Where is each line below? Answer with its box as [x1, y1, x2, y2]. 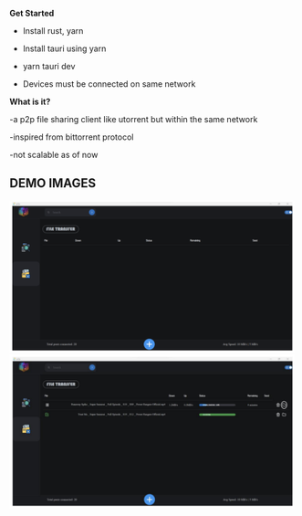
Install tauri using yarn [22, 43, 107, 54]
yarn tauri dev [22, 61, 76, 71]
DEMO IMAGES [9, 175, 97, 191]
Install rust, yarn [22, 26, 84, 36]
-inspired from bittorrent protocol [9, 132, 134, 142]
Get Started [9, 8, 55, 18]
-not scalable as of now [9, 150, 99, 160]
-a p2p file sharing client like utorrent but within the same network [9, 114, 258, 124]
